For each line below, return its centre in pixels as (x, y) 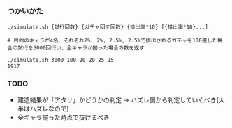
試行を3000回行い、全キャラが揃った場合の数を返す (81, 48)
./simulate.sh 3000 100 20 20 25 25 (60, 61)
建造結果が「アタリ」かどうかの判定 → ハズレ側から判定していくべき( (118, 99)
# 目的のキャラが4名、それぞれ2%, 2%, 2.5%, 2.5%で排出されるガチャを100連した (113, 41)
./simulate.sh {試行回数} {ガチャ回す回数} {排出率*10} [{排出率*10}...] (108, 27)
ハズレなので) (49, 109)
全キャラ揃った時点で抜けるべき (63, 117)
